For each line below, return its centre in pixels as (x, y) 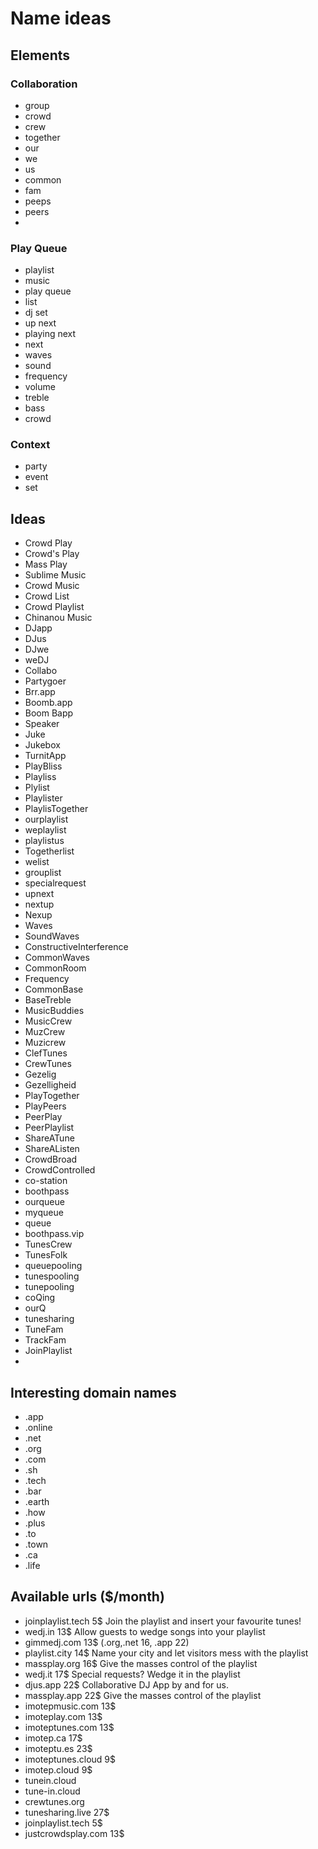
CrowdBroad (51, 1159)
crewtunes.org (54, 1801)
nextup (39, 904)
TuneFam (44, 1329)
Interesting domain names (93, 1392)
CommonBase (54, 989)
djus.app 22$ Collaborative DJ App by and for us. (127, 1684)
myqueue (44, 1213)
